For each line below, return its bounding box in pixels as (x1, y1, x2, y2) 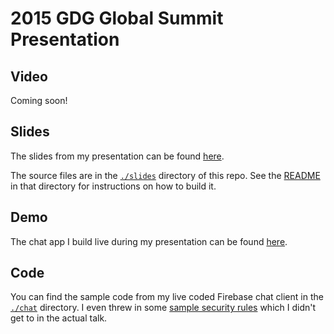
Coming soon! (10, 95, 68, 106)
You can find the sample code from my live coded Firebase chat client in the (10, 291, 324, 303)
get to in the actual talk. (10, 312, 108, 324)
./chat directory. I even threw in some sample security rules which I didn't (10, 302, 317, 314)
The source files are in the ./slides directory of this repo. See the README (10, 169, 321, 181)
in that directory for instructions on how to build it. (10, 180, 217, 192)
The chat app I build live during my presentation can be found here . (10, 235, 288, 247)
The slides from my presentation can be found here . (10, 150, 225, 162)
